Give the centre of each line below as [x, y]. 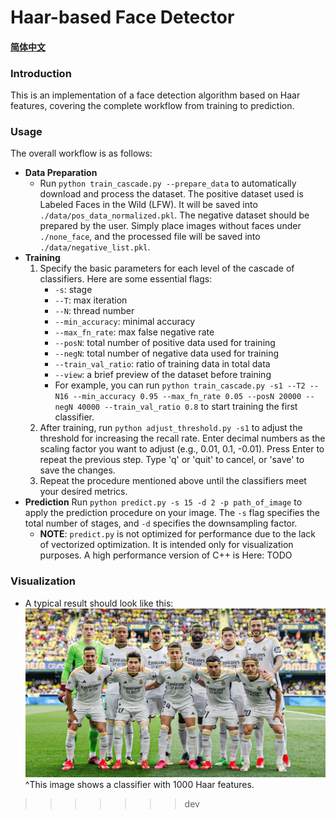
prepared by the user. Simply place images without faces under [170, 226]
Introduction [41, 73]
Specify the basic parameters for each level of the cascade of [167, 268]
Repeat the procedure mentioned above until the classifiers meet [173, 481]
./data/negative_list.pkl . [95, 247]
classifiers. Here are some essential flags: [126, 279]
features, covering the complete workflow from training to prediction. [152, 106]
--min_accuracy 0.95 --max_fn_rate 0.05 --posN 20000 [187, 397]
